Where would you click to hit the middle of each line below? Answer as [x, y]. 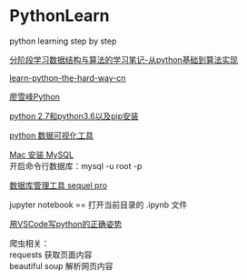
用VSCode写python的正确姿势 [66, 224]
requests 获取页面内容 [51, 255]
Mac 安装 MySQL [42, 155]
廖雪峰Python [35, 96]
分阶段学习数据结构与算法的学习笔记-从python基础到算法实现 [124, 59]
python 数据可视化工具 [51, 135]
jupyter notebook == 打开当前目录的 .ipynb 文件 [99, 205]
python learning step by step [63, 41]
